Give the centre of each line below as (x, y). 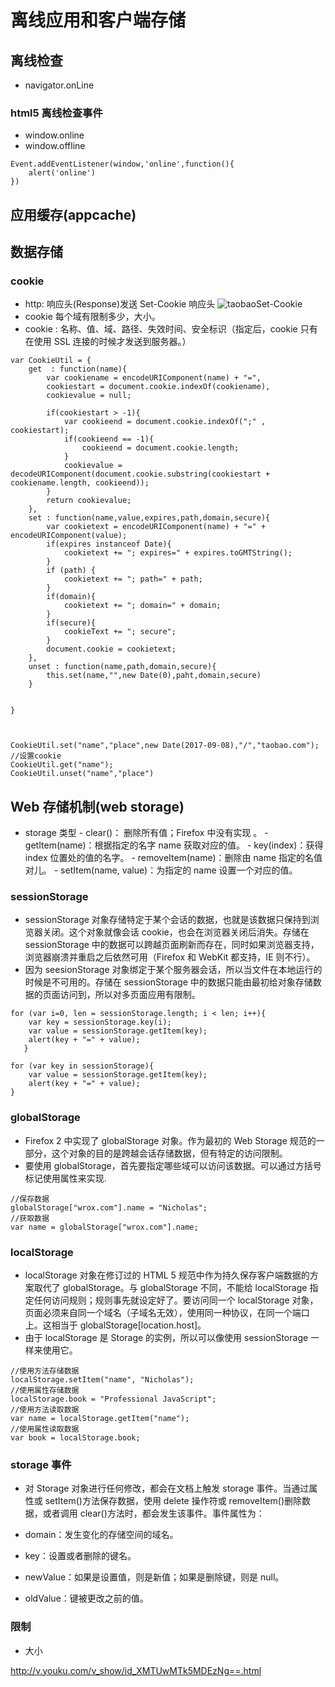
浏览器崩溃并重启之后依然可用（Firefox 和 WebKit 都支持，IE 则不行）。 (170, 957)
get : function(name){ (78, 369)
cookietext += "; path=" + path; (133, 579)
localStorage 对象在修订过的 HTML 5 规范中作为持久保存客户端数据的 (167, 1275)
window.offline (55, 146)
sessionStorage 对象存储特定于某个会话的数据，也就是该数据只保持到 (167, 920)
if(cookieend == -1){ (109, 439)
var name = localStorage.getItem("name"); (100, 1419)
